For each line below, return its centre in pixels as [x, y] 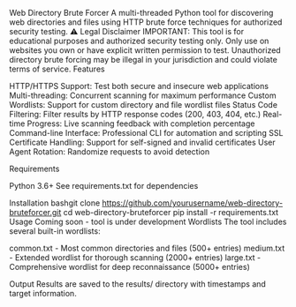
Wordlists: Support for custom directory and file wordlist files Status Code [144, 105]
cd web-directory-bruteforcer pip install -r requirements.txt [171, 212]
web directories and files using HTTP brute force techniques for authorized [146, 22]
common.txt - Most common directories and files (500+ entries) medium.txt [147, 248]
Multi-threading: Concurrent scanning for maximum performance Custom [143, 95]
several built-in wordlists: [55, 231]
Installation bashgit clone [55, 203]
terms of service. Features [57, 69]
